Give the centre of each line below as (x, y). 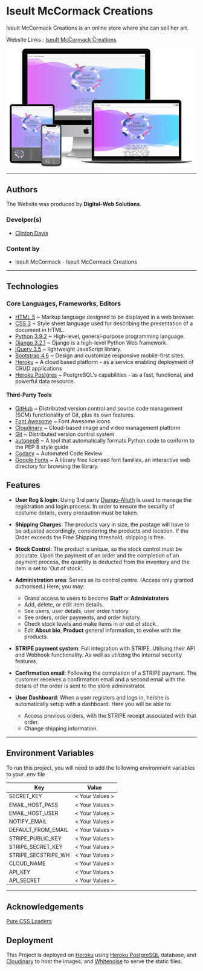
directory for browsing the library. (57, 466)
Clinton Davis (31, 233)
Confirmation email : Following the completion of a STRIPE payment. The (106, 673)
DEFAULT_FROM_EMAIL (38, 830)
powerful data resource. (45, 381)
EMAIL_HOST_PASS (34, 805)
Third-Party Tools (29, 395)
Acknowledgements (45, 907)
